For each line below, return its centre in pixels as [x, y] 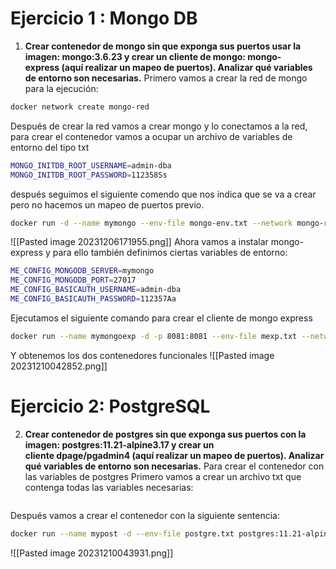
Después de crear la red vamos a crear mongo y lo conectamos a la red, [159, 126]
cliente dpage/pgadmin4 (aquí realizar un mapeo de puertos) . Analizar [174, 455]
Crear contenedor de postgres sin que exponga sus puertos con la [165, 434]
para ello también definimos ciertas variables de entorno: [170, 253]
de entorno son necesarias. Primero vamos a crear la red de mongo [166, 78]
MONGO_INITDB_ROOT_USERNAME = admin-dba [91, 165]
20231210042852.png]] [59, 366]
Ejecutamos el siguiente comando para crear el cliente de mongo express [161, 318]
